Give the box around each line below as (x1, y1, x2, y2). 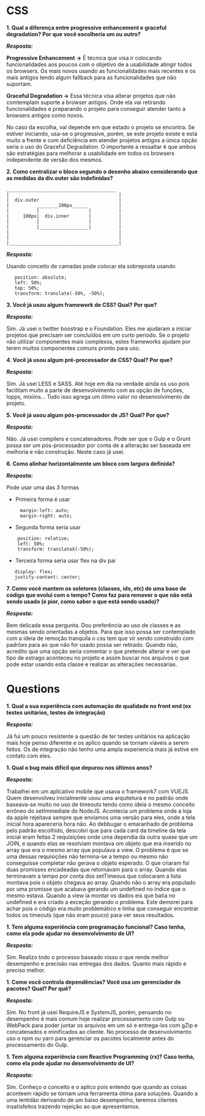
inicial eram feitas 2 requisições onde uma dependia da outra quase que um (6, 833, 198, 840)
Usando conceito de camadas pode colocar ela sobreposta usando (6, 262, 176, 270)
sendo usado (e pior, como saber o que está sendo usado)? (6, 598, 160, 605)
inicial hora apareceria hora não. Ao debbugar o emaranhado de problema (6, 820, 193, 828)
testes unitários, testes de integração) (6, 709, 106, 716)
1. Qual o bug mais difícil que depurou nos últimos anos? (6, 764, 152, 771)
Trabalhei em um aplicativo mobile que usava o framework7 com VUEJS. (6, 788, 190, 795)
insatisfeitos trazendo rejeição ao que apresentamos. (6, 1103, 141, 1110)
